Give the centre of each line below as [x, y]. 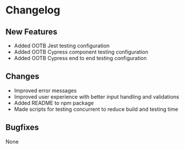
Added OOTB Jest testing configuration [62, 46]
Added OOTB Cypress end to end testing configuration [80, 58]
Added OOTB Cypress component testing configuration [81, 52]
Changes [22, 76]
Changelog [33, 10]
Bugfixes [22, 128]
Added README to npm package [54, 103]
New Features [31, 32]
